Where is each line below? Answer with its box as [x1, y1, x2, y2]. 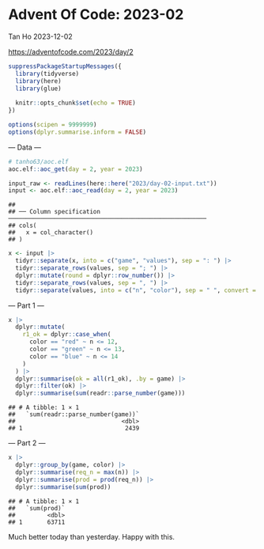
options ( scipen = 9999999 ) [8, 121, 97, 129]
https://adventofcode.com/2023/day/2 [8, 47, 134, 56]
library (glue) [15, 85, 62, 93]
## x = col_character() [8, 229, 93, 237]
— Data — [8, 142, 42, 152]
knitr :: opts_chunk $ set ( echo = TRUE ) [15, 99, 136, 108]
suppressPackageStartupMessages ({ [8, 62, 123, 70]
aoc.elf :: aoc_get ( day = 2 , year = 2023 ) [8, 165, 144, 173]
